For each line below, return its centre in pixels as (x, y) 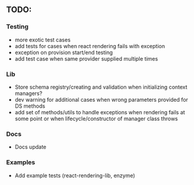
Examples (21, 162)
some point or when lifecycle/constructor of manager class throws (96, 118)
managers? (29, 93)
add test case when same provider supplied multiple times (86, 58)
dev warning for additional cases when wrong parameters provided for (101, 99)
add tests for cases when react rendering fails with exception (90, 46)
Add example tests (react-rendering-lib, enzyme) (75, 175)
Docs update (30, 147)
